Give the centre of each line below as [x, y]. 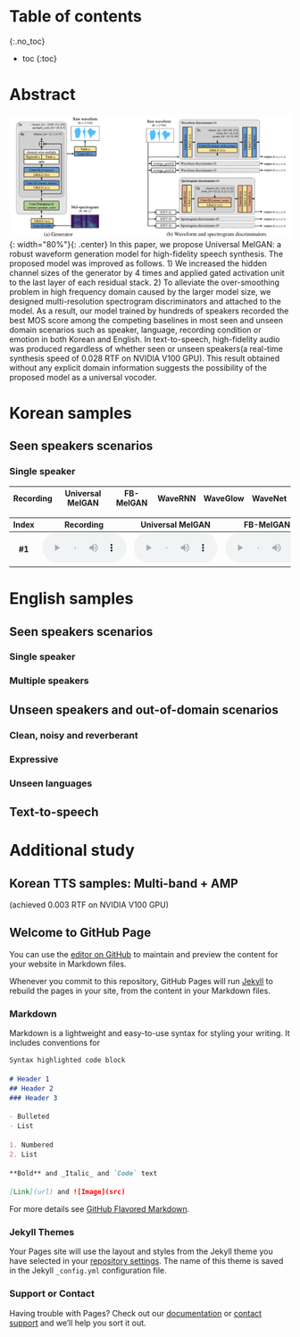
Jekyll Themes [42, 1233]
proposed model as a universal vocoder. [83, 377]
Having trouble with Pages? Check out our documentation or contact [135, 1313]
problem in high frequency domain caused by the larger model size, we [140, 291]
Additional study [72, 851]
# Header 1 [29, 1079]
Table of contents [76, 17]
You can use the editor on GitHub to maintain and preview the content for [144, 954]
